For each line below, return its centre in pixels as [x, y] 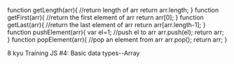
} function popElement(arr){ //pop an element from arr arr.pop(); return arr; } [117, 40]
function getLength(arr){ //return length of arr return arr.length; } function [113, 10]
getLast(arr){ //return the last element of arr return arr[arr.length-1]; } [106, 25]
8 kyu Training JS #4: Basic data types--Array [74, 53]
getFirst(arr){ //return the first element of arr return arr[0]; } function [106, 17]
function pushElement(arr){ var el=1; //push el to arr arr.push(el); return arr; [116, 32]
